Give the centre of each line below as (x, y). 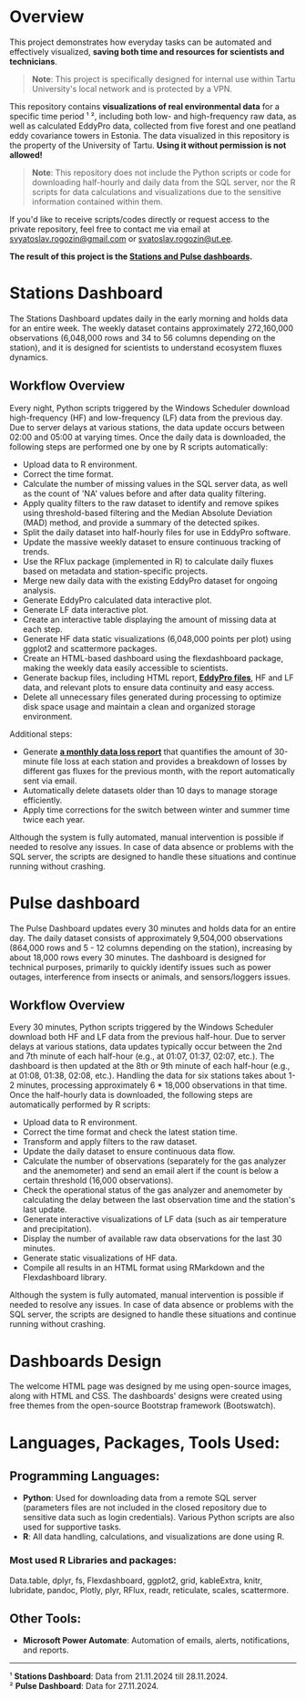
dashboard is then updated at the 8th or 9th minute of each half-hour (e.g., (150, 1066)
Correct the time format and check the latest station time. (130, 1132)
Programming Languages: (85, 1476)
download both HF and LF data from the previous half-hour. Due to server (148, 1037)
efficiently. (42, 800)
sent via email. (50, 781)
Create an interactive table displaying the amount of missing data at (149, 619)
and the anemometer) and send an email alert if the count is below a (151, 1171)
